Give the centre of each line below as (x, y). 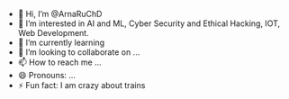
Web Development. (53, 33)
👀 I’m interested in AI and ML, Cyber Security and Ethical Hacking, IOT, (149, 23)
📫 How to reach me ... (59, 62)
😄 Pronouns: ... (47, 75)
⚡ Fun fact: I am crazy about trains (81, 85)
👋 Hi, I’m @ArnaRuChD (60, 14)
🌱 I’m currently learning (61, 42)
